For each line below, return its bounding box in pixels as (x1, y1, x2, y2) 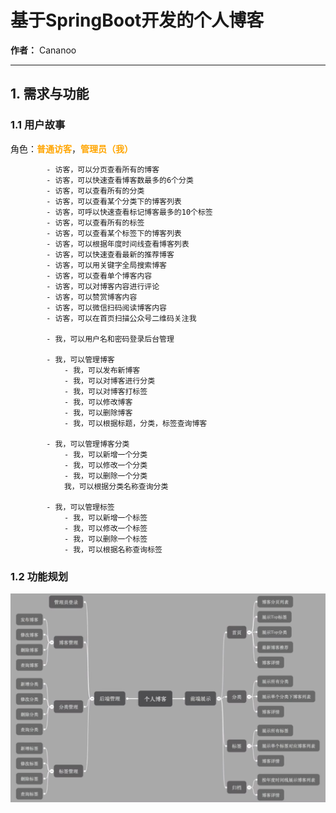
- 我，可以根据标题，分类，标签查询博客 (63, 418, 208, 428)
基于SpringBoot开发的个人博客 (10, 9, 265, 32)
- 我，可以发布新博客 (63, 365, 141, 375)
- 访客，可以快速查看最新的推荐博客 (46, 249, 175, 260)
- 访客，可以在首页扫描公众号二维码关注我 (46, 313, 197, 323)
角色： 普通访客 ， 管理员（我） (10, 142, 133, 155)
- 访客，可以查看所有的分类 (46, 186, 145, 196)
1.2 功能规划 (10, 569, 69, 583)
